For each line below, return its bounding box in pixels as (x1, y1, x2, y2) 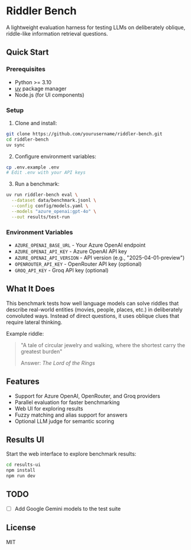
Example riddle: (6, 330, 44, 337)
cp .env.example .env (6, 164, 60, 170)
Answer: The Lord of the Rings (20, 359, 96, 366)
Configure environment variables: (14, 152, 96, 160)
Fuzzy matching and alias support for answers (14, 411, 128, 418)
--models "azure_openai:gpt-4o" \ (11, 208, 96, 214)
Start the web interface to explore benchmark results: (6, 450, 137, 457)
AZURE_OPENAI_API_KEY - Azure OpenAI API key (14, 247, 127, 255)
